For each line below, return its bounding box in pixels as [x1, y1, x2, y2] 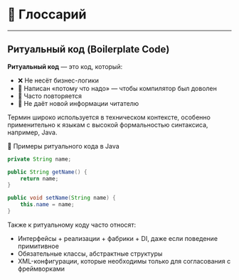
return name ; [20, 175, 59, 182]
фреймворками [17, 264, 65, 273]
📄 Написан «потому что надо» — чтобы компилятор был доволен [17, 84, 217, 92]
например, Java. [7, 128, 58, 136]
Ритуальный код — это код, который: [7, 62, 123, 70]
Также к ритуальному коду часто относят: [7, 220, 137, 229]
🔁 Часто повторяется [17, 92, 82, 100]
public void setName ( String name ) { [7, 195, 116, 202]
